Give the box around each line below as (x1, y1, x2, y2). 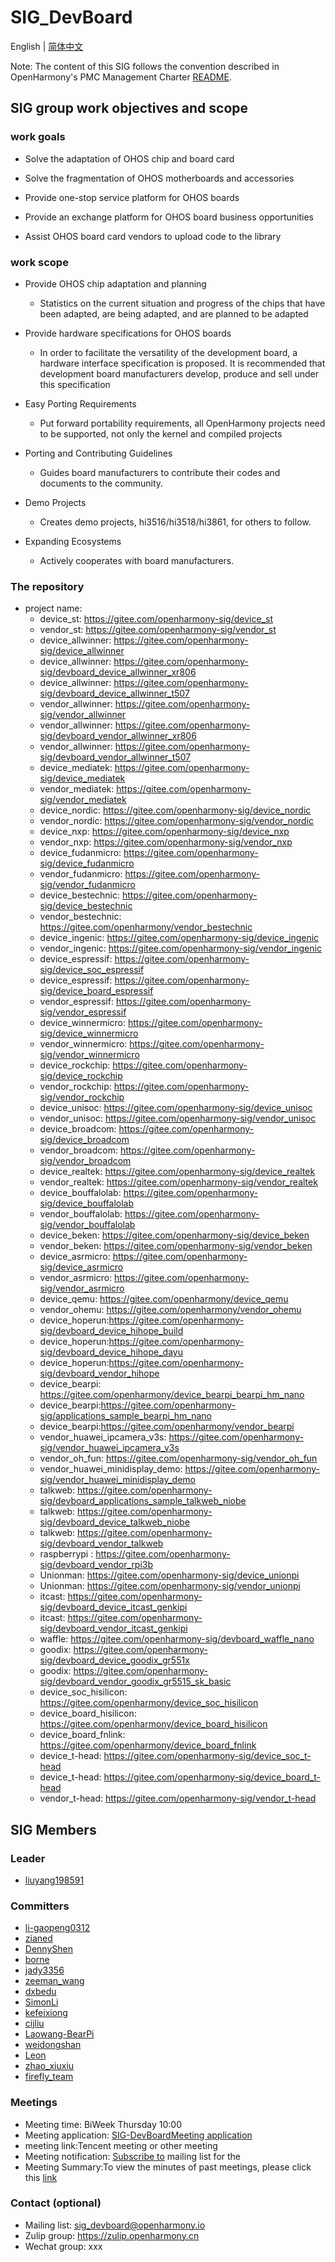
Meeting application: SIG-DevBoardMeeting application (24, 2129, 253, 2141)
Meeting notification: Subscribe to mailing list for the (24, 2150, 242, 2162)
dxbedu (24, 1986, 57, 1998)
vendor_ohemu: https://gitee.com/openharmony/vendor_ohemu (39, 1304, 302, 1316)
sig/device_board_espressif (39, 985, 154, 997)
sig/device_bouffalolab (39, 1197, 135, 1210)
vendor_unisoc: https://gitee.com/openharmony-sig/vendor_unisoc (39, 1112, 317, 1125)
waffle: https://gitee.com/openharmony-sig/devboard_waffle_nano (39, 1633, 315, 1645)
